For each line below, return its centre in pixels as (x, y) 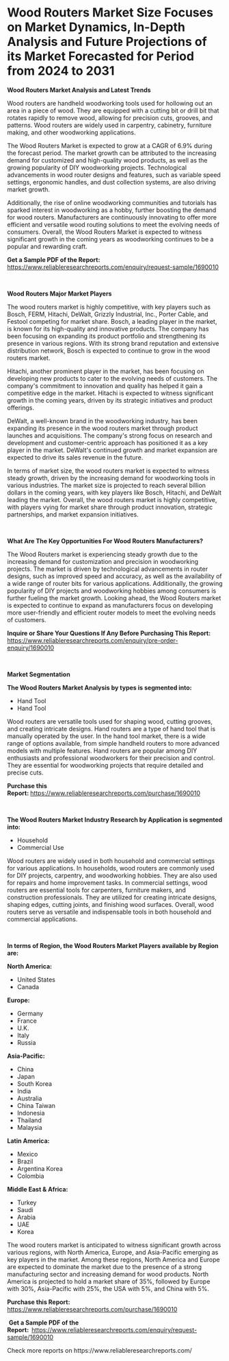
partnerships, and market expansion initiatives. (73, 514)
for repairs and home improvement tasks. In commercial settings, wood (107, 882)
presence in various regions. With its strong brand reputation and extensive (113, 343)
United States (36, 980)
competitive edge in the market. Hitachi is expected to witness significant (110, 393)
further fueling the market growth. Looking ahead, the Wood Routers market (114, 597)
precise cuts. (25, 772)
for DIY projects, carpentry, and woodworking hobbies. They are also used (112, 875)
